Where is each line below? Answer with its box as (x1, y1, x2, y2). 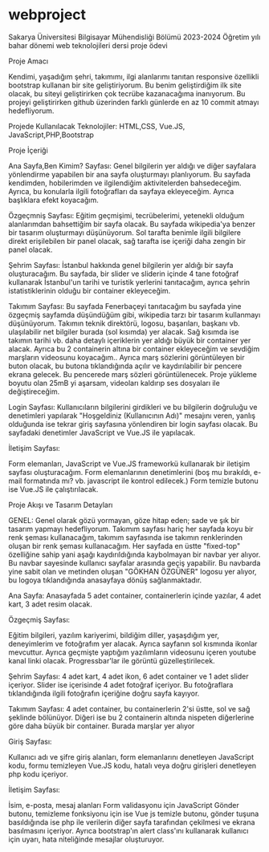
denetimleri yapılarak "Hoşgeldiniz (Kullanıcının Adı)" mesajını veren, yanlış (8, 411, 255, 420)
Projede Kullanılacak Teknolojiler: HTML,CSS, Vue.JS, (8, 121, 185, 131)
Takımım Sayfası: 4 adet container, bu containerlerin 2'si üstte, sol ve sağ (8, 704, 251, 713)
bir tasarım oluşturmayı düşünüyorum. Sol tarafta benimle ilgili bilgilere (8, 227, 241, 237)
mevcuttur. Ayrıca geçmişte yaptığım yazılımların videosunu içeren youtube (8, 647, 257, 657)
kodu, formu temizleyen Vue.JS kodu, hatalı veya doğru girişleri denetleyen (8, 761, 257, 770)
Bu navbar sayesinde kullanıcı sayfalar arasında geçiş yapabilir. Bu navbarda (8, 558, 261, 567)
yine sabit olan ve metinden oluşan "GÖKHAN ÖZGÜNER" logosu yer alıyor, (8, 566, 257, 576)
